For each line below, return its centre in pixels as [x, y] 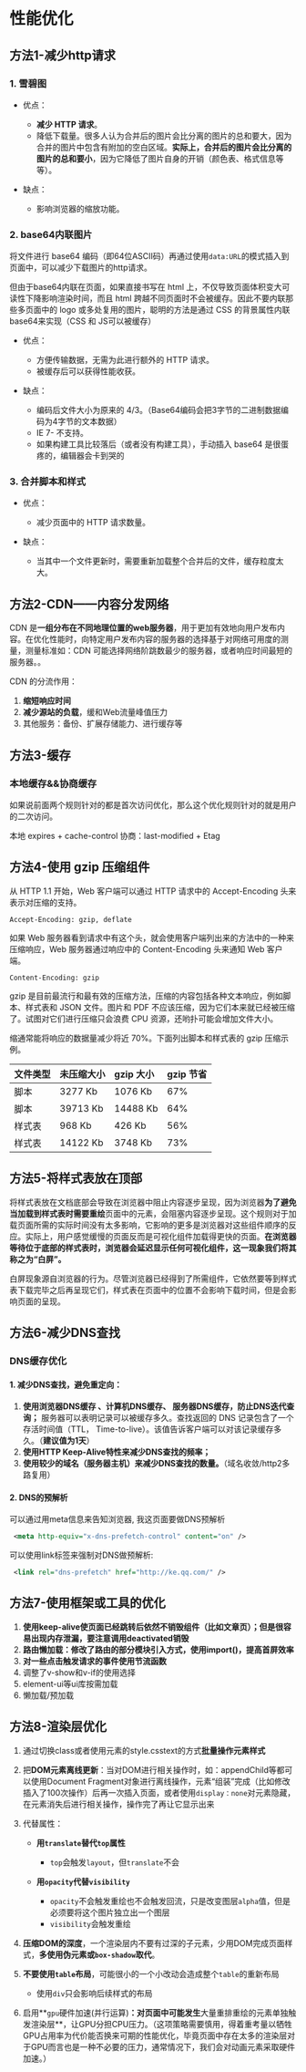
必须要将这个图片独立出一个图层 [110, 1912]
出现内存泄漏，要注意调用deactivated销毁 [110, 1638]
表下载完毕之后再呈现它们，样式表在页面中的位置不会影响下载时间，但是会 [149, 1290]
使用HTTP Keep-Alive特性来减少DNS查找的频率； [117, 1452]
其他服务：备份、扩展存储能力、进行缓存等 [102, 724]
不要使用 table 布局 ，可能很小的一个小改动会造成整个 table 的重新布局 [151, 1974]
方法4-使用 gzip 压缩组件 [80, 867]
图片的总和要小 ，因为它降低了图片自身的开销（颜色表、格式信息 [156, 158]
